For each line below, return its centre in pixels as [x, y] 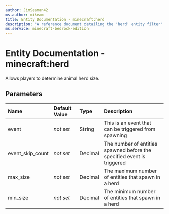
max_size [19, 177]
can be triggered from [130, 129]
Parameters [24, 94]
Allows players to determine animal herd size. [52, 78]
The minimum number [130, 191]
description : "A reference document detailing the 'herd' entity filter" [84, 24]
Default [63, 108]
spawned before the [128, 150]
